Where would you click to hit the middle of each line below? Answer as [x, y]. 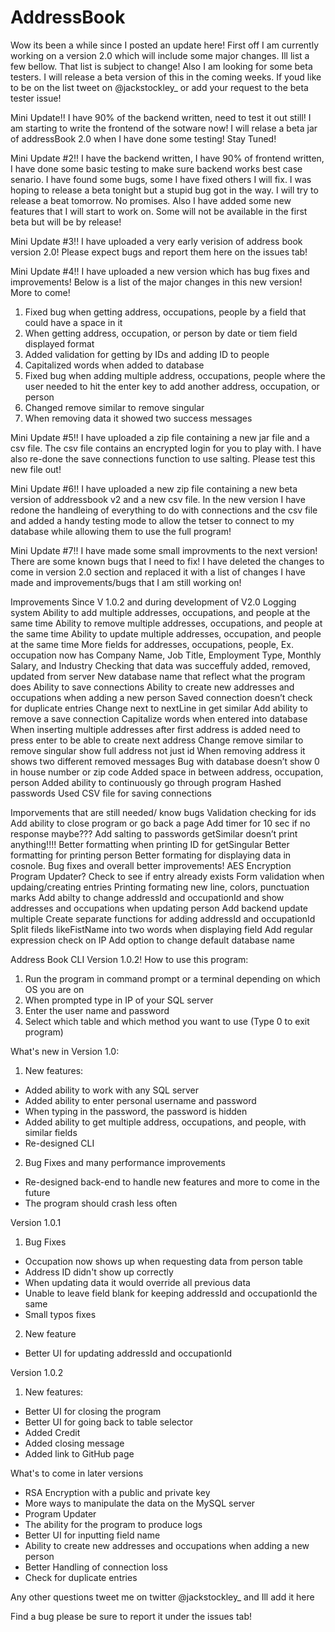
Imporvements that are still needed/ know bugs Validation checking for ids [163, 812]
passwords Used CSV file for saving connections [111, 793]
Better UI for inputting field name [92, 1535]
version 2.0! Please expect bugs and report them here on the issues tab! [159, 252]
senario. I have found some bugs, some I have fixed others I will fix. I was [161, 179]
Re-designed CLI [59, 1143]
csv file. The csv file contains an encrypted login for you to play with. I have [166, 448]
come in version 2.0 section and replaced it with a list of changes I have [158, 572]
